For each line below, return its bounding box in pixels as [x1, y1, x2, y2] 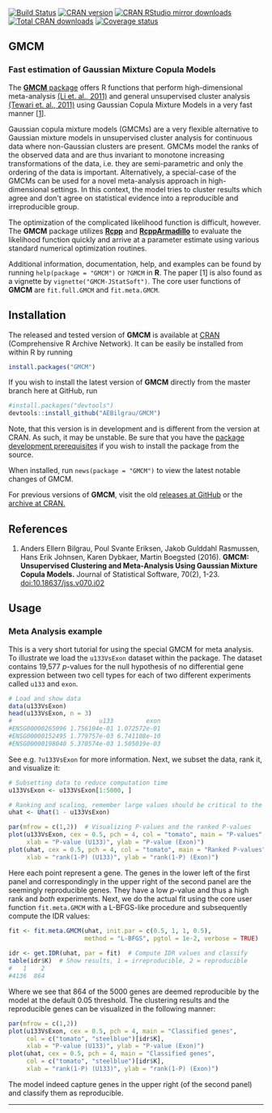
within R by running [8, 347, 73, 357]
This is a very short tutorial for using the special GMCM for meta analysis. [8, 644, 253, 654]
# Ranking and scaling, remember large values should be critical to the [8, 801, 263, 809]
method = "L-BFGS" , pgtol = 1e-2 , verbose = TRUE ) [84, 934, 259, 943]
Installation [8, 308, 66, 322]
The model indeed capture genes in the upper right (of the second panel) [8, 1079, 253, 1089]
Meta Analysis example [8, 625, 103, 637]
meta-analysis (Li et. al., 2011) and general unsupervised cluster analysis [8, 91, 251, 101]
